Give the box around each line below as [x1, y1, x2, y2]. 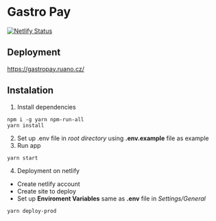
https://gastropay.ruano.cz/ [7, 64, 84, 73]
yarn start [7, 155, 38, 161]
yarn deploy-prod [7, 207, 57, 214]
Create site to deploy [16, 187, 77, 195]
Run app [16, 141, 41, 149]
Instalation [7, 85, 53, 96]
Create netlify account [16, 179, 80, 188]
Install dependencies [16, 103, 77, 111]
